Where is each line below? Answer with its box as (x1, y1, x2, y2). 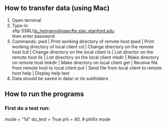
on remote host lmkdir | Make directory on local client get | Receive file (11, 59, 158, 65)
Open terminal (11, 17, 41, 23)
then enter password (11, 33, 55, 39)
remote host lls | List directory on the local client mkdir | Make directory (11, 54, 159, 60)
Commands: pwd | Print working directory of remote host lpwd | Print (11, 38, 154, 44)
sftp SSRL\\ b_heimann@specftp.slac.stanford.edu (11, 27, 114, 34)
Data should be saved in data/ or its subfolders (11, 75, 108, 81)
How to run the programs (4, 90, 84, 99)
